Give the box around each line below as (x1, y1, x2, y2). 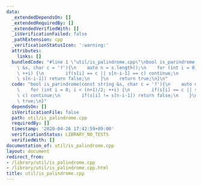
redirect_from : (6, 154, 44, 160)
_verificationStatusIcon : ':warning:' (11, 43, 109, 49)
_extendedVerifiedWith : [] (11, 25, 79, 32)
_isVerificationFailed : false (11, 31, 87, 37)
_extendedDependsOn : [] (11, 14, 71, 20)
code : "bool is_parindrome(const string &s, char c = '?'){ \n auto (11, 82, 192, 88)
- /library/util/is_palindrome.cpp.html (6, 165, 109, 171)
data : (6, 8, 20, 15)
